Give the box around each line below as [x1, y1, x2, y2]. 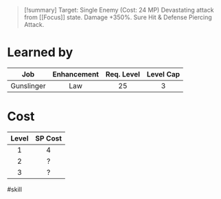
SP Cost [35, 134, 62, 143]
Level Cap [146, 69, 181, 78]
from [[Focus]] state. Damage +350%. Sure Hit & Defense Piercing [23, 13, 213, 21]
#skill [7, 185, 23, 193]
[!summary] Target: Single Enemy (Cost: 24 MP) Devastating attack [23, 6, 214, 14]
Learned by [7, 45, 73, 61]
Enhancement [52, 69, 100, 78]
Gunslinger [10, 81, 46, 90]
